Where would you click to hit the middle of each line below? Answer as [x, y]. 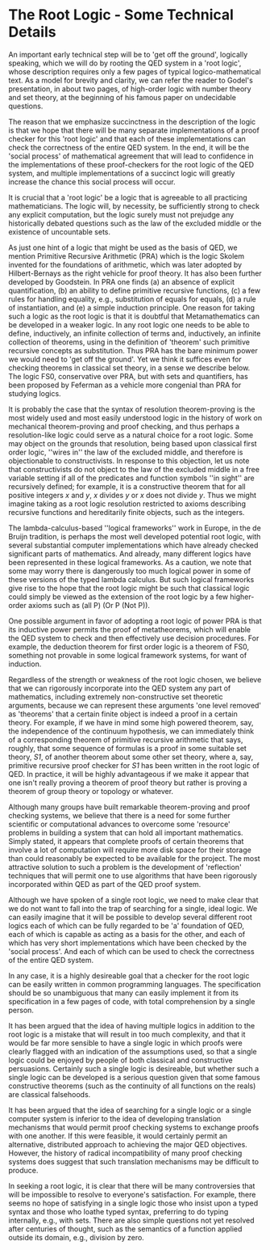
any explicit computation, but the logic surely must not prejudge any [121, 214]
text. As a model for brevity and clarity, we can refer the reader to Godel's [131, 80]
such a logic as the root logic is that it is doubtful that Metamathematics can [134, 316]
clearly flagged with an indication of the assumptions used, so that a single [133, 1051]
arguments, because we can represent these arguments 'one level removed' [135, 705]
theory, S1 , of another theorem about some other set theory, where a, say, [131, 757]
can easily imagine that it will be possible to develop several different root [130, 917]
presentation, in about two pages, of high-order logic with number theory [130, 89]
